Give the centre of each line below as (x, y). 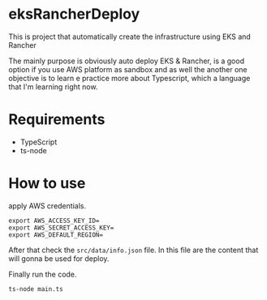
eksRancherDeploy (74, 14)
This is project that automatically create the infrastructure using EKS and (130, 36)
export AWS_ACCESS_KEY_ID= (54, 221)
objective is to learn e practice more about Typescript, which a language (129, 78)
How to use (47, 184)
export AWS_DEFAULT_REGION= (56, 235)
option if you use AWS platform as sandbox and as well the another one (128, 69)
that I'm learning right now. (53, 87)
